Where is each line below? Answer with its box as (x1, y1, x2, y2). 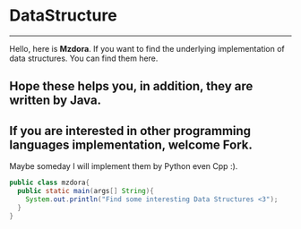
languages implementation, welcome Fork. (9, 137, 254, 152)
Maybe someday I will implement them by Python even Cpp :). (9, 161, 238, 172)
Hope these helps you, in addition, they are (9, 79, 254, 94)
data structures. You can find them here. (9, 53, 159, 64)
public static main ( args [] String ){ (17, 187, 154, 196)
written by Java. (9, 93, 101, 108)
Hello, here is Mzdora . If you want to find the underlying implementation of (9, 43, 285, 54)
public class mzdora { (9, 178, 90, 188)
